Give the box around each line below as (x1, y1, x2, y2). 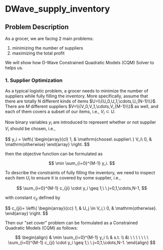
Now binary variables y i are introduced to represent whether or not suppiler (5, 119, 157, 126)
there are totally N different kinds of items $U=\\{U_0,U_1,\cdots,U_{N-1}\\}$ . (5, 98, 157, 104)
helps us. (5, 65, 23, 71)
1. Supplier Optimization (5, 77, 63, 84)
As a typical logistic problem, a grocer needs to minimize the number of (5, 88, 148, 94)
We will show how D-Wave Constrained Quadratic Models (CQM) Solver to (5, 60, 154, 65)
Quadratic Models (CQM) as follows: (5, 225, 78, 231)
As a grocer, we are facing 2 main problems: (5, 36, 94, 41)
